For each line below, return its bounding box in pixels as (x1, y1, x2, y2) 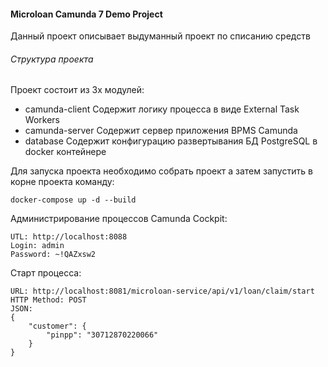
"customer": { (28, 321, 87, 332)
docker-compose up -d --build (10, 195, 137, 205)
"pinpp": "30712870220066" (46, 330, 159, 340)
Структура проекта (10, 53, 94, 65)
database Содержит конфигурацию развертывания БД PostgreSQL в (24, 135, 318, 147)
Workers (24, 114, 60, 126)
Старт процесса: (10, 267, 82, 279)
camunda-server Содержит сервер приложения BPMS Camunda (24, 125, 298, 137)
